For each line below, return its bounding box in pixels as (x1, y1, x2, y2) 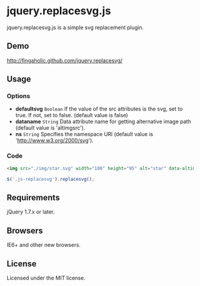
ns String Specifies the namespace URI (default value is (15, 131, 154, 138)
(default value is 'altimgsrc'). (15, 124, 85, 131)
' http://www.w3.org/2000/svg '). (15, 137, 94, 144)
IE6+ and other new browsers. (7, 241, 81, 249)
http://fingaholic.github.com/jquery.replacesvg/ (7, 56, 123, 64)
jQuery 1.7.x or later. (7, 208, 55, 215)
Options (7, 92, 30, 100)
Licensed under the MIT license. (7, 274, 85, 281)
